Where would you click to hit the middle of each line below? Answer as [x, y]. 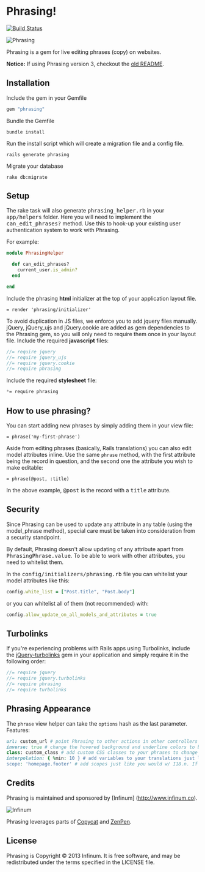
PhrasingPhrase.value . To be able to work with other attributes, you [96, 555]
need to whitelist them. [35, 562]
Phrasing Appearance [49, 709]
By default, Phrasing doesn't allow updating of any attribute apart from [95, 549]
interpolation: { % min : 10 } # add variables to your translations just [101, 758]
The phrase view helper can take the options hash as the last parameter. [97, 723]
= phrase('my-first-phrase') [43, 437]
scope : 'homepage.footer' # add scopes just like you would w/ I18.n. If [102, 764]
